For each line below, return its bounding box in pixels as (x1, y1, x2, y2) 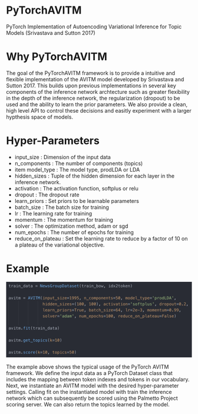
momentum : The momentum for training (14, 216, 114, 223)
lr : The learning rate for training (14, 210, 93, 217)
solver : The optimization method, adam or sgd (14, 222, 128, 229)
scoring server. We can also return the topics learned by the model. (6, 401, 170, 408)
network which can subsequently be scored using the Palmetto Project (6, 395, 178, 402)
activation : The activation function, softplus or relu (14, 185, 138, 192)
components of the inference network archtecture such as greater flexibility (6, 88, 190, 95)
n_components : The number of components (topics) (14, 160, 143, 167)
